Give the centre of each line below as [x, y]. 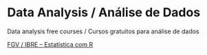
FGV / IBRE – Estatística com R [50, 44]
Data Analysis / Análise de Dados [104, 13]
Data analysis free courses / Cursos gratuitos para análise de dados [103, 31]
